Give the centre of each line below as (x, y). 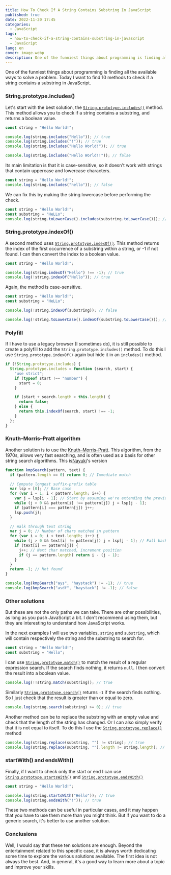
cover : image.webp (25, 53)
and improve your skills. (30, 867)
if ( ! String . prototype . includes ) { (43, 364)
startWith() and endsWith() (39, 761)
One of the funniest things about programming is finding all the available (81, 72)
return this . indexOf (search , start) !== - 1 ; (67, 411)
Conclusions (21, 834)
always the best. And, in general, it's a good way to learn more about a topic (85, 861)
